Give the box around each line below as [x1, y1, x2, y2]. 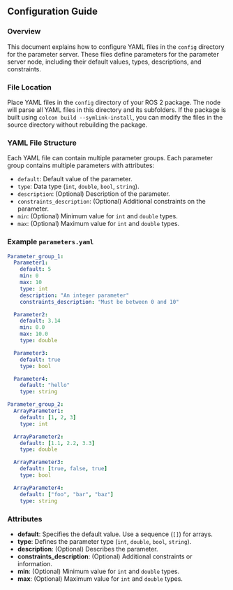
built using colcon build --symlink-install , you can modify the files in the [7, 113, 223, 121]
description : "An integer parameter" [20, 292, 130, 299]
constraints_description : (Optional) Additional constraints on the [17, 197, 206, 206]
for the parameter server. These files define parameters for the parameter [7, 50, 220, 58]
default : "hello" [20, 381, 70, 389]
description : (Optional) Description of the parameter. [17, 190, 171, 198]
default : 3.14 [20, 318, 61, 325]
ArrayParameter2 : [13, 433, 64, 440]
